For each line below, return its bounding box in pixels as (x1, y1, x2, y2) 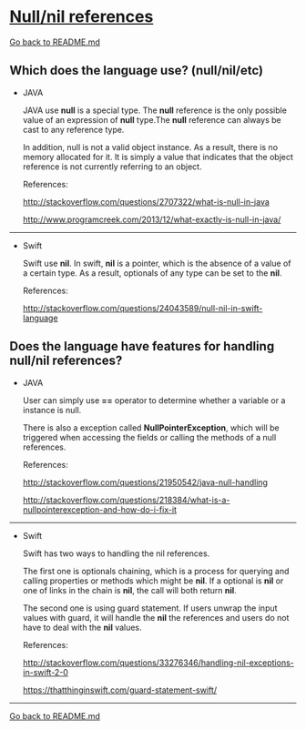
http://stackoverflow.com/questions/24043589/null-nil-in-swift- (22, 302, 263, 313)
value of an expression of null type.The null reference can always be (22, 114, 281, 125)
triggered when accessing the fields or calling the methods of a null (22, 431, 277, 442)
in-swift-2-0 (22, 666, 68, 677)
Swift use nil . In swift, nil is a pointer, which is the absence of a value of (22, 258, 291, 269)
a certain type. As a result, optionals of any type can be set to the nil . (22, 267, 282, 279)
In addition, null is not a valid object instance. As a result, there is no (22, 141, 279, 152)
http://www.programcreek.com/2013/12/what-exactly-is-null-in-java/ (22, 214, 281, 225)
